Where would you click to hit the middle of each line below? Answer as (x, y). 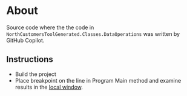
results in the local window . (49, 87)
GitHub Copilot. (25, 40)
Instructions (30, 59)
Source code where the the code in (50, 27)
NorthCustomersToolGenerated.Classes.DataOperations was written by (93, 33)
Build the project (35, 74)
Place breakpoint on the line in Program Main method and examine (98, 80)
